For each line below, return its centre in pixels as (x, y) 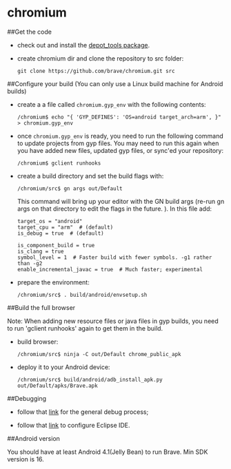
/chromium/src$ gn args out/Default (70, 188)
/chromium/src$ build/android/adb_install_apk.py (90, 379)
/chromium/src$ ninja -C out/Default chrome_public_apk (99, 354)
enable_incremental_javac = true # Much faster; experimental (110, 269)
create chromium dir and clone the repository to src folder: (100, 58)
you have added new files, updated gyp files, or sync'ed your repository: (120, 150)
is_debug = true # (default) (61, 233)
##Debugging (27, 398)
